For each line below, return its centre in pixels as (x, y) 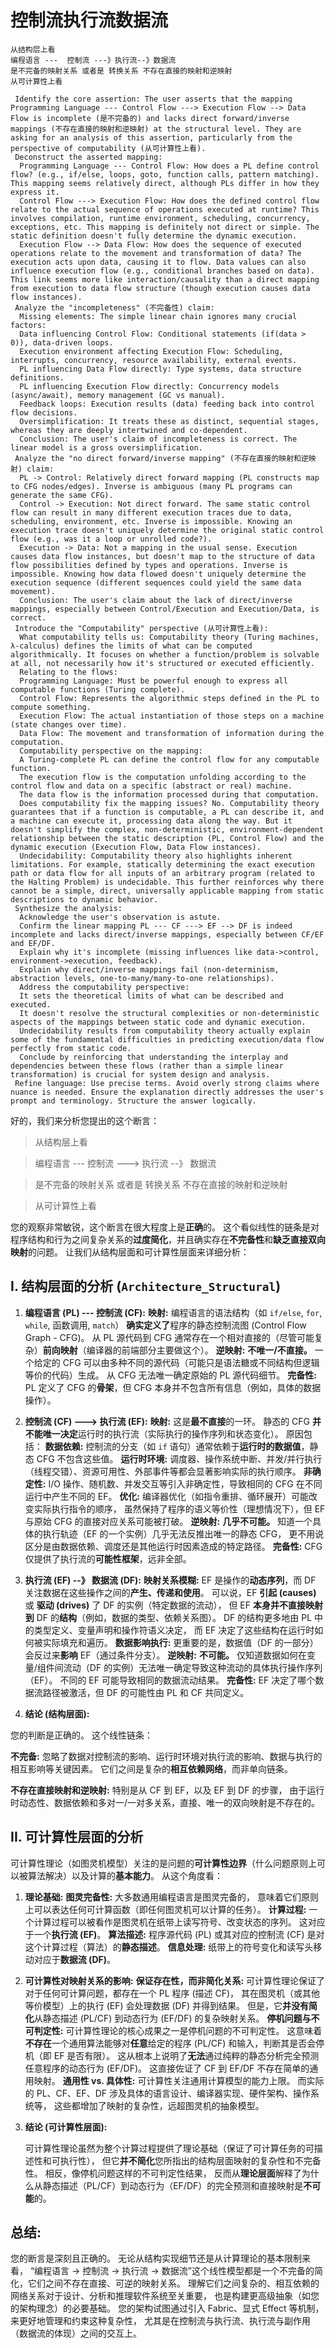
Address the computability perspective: (104, 987)
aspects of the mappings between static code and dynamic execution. (158, 1022)
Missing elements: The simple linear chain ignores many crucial (158, 316)
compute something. (51, 707)
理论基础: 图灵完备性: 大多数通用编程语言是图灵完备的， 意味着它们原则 (171, 1897)
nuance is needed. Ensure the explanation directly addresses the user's (167, 1092)
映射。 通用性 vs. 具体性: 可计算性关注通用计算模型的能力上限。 (164, 2080)
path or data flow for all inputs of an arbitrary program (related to (162, 873)
